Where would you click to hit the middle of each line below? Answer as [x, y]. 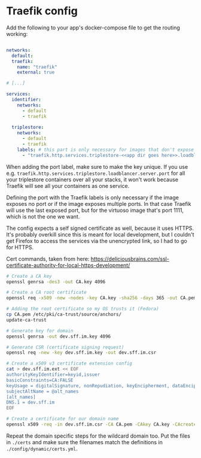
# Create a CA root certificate [46, 292]
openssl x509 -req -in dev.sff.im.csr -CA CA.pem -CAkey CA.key [88, 424]
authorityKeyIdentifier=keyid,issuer [53, 375]
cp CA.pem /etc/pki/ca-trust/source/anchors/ [64, 315]
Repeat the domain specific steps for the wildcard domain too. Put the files [98, 436]
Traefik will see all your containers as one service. [68, 186]
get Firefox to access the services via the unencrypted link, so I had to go [97, 241]
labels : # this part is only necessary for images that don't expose [106, 150]
